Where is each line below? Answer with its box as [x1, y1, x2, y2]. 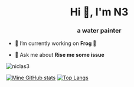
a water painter [77, 27, 122, 35]
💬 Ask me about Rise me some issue [14, 51, 104, 59]
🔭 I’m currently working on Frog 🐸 [14, 40, 97, 47]
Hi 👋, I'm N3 [70, 5, 129, 19]
